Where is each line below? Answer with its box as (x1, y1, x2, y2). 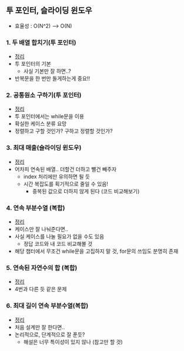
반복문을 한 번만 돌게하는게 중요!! (14, 75, 90, 82)
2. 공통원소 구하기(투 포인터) (6, 91, 82, 99)
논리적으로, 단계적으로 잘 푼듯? (14, 331, 85, 338)
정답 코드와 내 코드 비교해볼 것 (23, 240, 93, 247)
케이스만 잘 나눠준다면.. (14, 226, 69, 232)
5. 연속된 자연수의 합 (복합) (6, 263, 78, 272)
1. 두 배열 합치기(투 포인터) (6, 38, 76, 46)
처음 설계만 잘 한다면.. (14, 323, 65, 330)
